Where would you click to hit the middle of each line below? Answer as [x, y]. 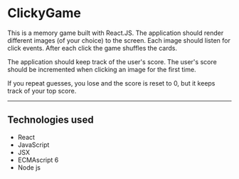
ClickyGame [44, 13]
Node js [29, 167]
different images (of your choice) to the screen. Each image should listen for [119, 40]
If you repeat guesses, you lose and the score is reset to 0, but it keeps [111, 83]
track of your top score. [42, 91]
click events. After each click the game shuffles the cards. [92, 48]
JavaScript [33, 145]
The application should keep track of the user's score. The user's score [112, 61]
